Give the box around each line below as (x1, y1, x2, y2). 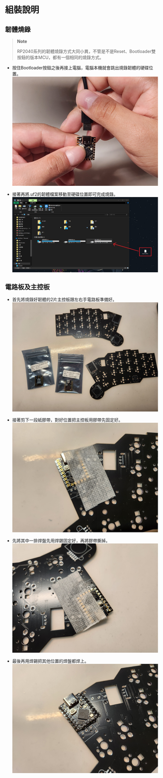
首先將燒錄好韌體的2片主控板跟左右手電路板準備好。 (12, 297, 117, 302)
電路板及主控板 (5, 282, 50, 291)
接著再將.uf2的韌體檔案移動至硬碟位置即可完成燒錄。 (12, 191, 118, 197)
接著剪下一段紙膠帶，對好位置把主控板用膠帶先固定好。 (12, 417, 123, 423)
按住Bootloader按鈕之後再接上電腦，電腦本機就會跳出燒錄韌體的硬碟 (12, 65, 149, 70)
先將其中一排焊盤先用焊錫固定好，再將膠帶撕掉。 (12, 537, 110, 544)
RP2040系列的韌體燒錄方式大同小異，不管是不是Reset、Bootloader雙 (16, 49, 156, 54)
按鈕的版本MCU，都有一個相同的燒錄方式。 (16, 54, 104, 60)
